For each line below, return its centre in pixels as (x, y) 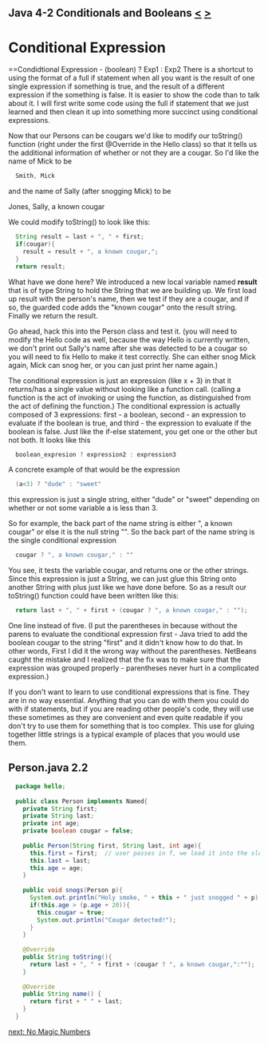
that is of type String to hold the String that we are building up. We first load (132, 290)
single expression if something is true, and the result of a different (116, 86)
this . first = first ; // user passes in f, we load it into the (138, 853)
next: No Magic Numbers (49, 1031)
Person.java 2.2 (48, 768)
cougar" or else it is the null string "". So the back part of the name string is (132, 532)
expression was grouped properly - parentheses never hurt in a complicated (134, 668)
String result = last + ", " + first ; (80, 237)
